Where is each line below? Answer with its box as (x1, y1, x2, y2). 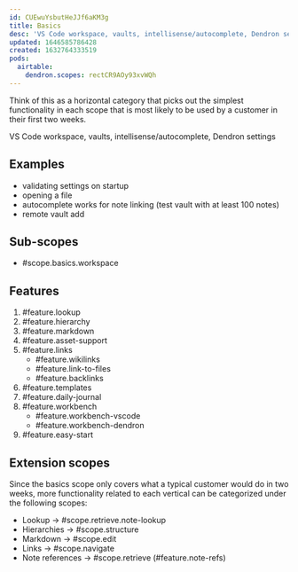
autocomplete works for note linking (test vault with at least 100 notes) (21, 199, 279, 209)
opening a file (21, 190, 73, 200)
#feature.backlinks (35, 373, 104, 384)
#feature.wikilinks (35, 354, 100, 364)
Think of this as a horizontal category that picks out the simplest (9, 95, 244, 106)
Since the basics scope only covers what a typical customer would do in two (9, 479, 289, 489)
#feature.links (21, 345, 73, 356)
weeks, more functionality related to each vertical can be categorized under (9, 489, 286, 498)
